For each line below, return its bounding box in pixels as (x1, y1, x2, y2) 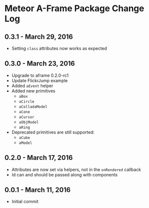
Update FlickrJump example (11, 77, 68, 83)
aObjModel (18, 120, 39, 124)
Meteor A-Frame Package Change (4, 3, 144, 14)
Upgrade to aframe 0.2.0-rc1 (11, 72, 69, 78)
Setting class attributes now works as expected (11, 46, 107, 51)
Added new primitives (11, 88, 55, 94)
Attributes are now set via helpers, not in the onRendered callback (11, 166, 141, 173)
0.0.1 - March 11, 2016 (4, 186, 71, 194)
